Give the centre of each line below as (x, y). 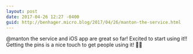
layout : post (22, 11)
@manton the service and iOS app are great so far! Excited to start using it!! (97, 39)
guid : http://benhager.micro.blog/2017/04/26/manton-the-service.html (94, 22)
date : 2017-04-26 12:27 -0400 (43, 17)
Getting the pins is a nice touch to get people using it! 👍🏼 (74, 45)
